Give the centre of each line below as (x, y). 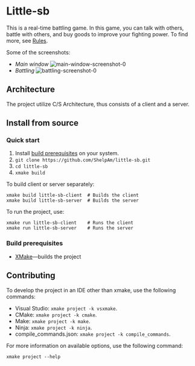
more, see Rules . (27, 40)
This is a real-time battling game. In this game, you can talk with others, (95, 28)
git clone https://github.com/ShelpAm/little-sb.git (83, 160)
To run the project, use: (35, 212)
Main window (32, 64)
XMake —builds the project (48, 256)
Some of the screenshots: (38, 52)
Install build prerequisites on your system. (67, 153)
